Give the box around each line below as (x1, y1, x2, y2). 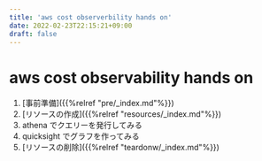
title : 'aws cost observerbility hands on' (9, 12, 173, 22)
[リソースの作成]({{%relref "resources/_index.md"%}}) (21, 109, 222, 119)
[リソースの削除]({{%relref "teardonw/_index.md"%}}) (21, 142, 220, 153)
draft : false (9, 29, 58, 38)
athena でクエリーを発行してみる (21, 120, 143, 131)
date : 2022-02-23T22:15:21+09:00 (9, 21, 133, 30)
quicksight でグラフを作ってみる (21, 131, 140, 142)
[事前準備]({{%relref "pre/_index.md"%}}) (21, 98, 174, 109)
